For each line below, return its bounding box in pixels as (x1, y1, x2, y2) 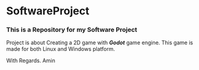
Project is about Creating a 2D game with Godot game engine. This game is (6, 39, 194, 46)
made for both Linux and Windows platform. (6, 45, 115, 53)
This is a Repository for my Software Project (6, 26, 138, 34)
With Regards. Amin (6, 57, 55, 64)
